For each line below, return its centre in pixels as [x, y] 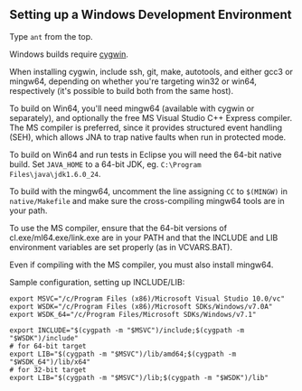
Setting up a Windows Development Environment [151, 15]
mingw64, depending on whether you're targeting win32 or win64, [133, 81]
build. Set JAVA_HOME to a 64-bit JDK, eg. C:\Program [105, 164]
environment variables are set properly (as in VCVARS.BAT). [121, 247]
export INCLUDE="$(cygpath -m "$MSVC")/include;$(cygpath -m [127, 330]
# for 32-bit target [48, 369]
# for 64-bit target [48, 346]
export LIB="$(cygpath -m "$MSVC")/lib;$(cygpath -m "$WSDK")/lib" [139, 377]
